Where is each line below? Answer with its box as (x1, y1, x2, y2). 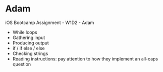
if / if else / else (12, 45, 45, 51)
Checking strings (12, 50, 48, 56)
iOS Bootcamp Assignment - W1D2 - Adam (5, 19, 94, 25)
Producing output (12, 39, 49, 45)
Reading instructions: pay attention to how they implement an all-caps (12, 55, 158, 61)
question (12, 61, 31, 67)
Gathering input (12, 34, 45, 40)
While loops (12, 29, 37, 35)
